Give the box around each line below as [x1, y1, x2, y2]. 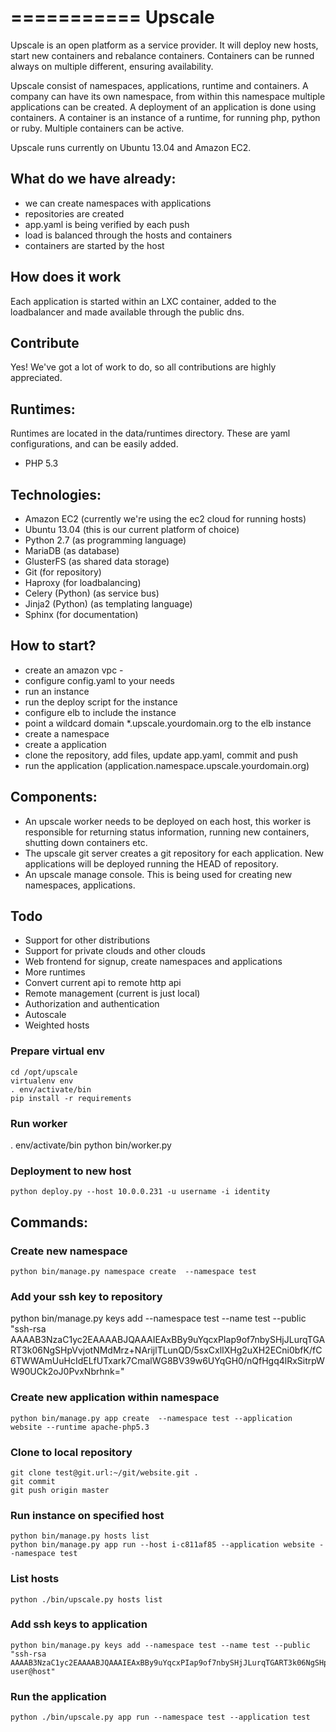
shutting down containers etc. [24, 836, 148, 848]
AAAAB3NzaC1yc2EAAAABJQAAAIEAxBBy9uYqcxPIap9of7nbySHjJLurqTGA [10, 1334, 326, 1346]
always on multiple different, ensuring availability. [10, 60, 214, 72]
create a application [24, 738, 107, 750]
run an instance [24, 685, 90, 697]
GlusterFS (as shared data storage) [24, 556, 170, 567]
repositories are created [24, 207, 125, 220]
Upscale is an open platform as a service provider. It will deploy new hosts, [10, 39, 319, 51]
